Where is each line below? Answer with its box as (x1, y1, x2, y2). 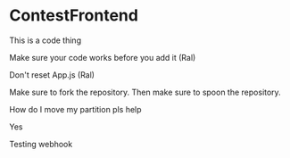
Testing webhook (9, 138, 73, 149)
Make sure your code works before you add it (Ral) (9, 52, 196, 62)
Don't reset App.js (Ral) (9, 69, 95, 80)
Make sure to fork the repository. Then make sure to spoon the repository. (9, 87, 281, 97)
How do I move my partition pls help (9, 104, 142, 114)
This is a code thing (9, 35, 82, 46)
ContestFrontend (9, 5, 138, 26)
